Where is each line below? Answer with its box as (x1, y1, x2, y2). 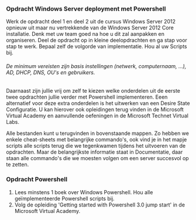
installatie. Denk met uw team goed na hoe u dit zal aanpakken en (6, 31, 165, 38)
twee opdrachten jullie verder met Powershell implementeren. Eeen (6, 93, 168, 100)
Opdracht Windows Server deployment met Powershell (6, 5, 166, 13)
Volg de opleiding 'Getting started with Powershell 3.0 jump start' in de (14, 201, 185, 208)
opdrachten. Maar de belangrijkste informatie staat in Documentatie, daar (6, 148, 183, 155)
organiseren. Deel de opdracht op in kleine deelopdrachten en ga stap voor (6, 37, 187, 44)
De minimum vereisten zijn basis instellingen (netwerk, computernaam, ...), (6, 62, 187, 69)
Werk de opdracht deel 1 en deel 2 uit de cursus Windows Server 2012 (6, 18, 176, 25)
